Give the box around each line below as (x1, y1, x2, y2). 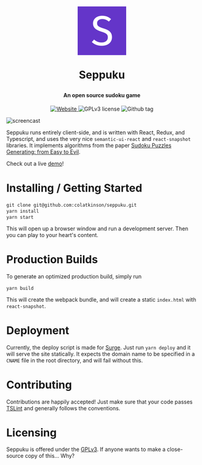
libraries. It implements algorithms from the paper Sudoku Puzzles (6, 142, 172, 149)
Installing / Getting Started (6, 181, 143, 195)
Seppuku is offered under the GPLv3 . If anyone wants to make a (6, 446, 166, 453)
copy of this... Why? (25, 452, 75, 460)
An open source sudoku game (63, 92, 141, 99)
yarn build (6, 285, 34, 291)
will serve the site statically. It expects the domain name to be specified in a (6, 350, 195, 357)
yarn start (6, 214, 34, 220)
